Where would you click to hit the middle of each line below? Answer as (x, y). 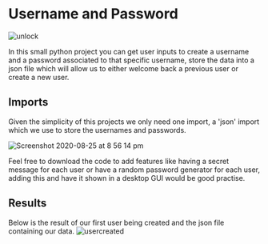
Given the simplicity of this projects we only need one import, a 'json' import (134, 122)
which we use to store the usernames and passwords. (97, 130)
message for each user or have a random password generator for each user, (134, 170)
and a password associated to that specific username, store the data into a (131, 60)
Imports (28, 102)
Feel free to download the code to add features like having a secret (119, 161)
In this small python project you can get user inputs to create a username (129, 51)
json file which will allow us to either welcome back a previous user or (123, 68)
